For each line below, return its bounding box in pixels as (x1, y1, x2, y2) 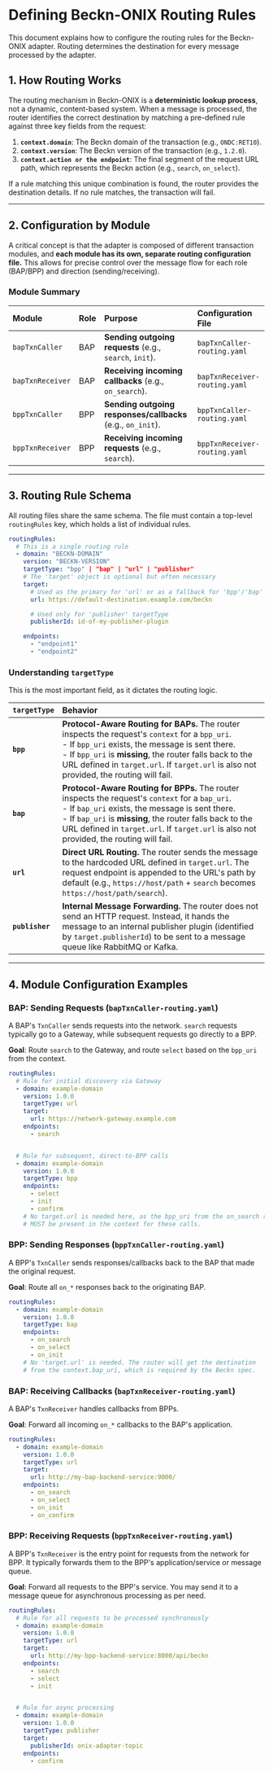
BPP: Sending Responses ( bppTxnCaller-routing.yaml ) (8, 1239, 225, 1251)
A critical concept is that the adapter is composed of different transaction (8, 240, 254, 250)
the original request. (8, 1266, 76, 1276)
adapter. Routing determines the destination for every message (28, 41, 240, 50)
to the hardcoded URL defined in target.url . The (62, 857, 249, 868)
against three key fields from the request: (8, 121, 147, 131)
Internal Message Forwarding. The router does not (62, 901, 258, 912)
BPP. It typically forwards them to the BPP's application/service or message (8, 1557, 262, 1567)
